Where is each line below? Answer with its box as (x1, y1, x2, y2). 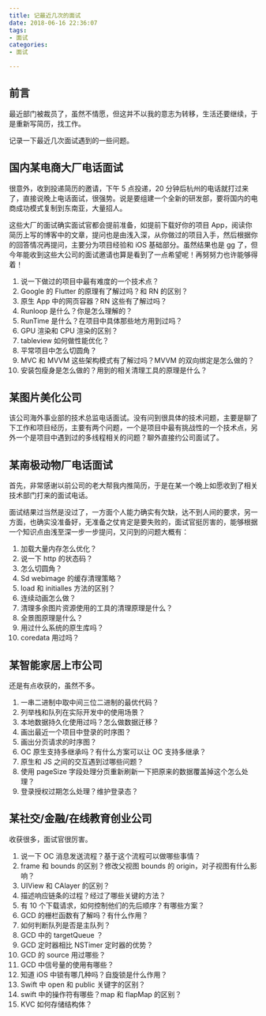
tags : (9, 26, 27, 34)
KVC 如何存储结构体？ (20, 999, 93, 1009)
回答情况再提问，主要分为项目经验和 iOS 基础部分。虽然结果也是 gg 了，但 (15, 240, 258, 249)
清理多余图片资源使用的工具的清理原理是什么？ (20, 603, 173, 613)
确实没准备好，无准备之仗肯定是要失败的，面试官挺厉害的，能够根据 (36, 517, 258, 527)
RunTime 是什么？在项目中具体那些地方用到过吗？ (20, 315, 183, 325)
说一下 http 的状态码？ (20, 554, 93, 564)
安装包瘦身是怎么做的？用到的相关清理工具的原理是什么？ (20, 365, 208, 375)
